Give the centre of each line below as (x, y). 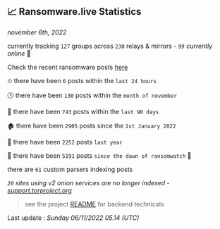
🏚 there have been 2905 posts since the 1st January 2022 (92, 125)
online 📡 (19, 53)
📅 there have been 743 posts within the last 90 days (83, 111)
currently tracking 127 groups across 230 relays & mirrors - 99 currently (110, 46)
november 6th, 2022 (37, 32)
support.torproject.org (39, 190)
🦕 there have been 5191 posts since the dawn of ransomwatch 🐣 (99, 155)
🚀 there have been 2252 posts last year (65, 142)
